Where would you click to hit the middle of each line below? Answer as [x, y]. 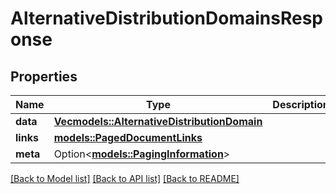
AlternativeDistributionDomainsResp [167, 18]
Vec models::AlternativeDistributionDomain [158, 121]
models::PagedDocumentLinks [128, 137]
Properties [44, 76]
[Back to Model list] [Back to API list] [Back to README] [125, 178]
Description [301, 104]
